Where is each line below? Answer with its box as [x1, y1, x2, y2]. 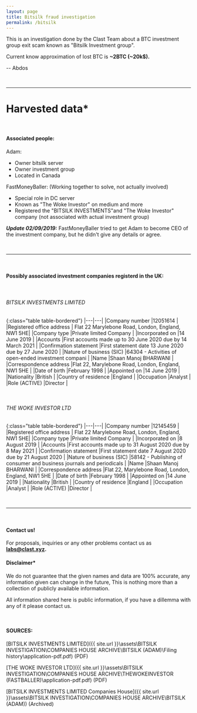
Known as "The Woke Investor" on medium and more [14, 201, 143, 208]
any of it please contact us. [6, 602, 72, 609]
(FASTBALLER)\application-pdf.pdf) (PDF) [6, 676, 107, 684]
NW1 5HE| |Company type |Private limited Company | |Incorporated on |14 [6, 329, 185, 336]
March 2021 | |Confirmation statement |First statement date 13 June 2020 [6, 342, 184, 349]
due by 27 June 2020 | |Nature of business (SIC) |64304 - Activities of [6, 348, 177, 355]
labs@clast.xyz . [6, 546, 47, 553]
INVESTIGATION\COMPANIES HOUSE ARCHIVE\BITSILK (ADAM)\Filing [6, 646, 177, 653]
